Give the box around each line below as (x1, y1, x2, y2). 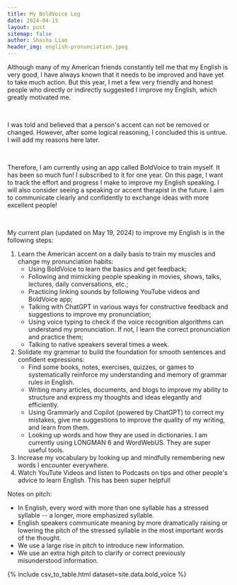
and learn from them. (28, 423, 90, 432)
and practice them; (28, 333, 83, 341)
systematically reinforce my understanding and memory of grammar (28, 371, 228, 378)
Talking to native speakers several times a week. (28, 340, 170, 349)
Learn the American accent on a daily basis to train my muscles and (17, 250, 216, 258)
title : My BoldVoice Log (7, 10, 81, 18)
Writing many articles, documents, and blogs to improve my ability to (28, 386, 229, 394)
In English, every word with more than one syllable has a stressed (17, 503, 209, 512)
